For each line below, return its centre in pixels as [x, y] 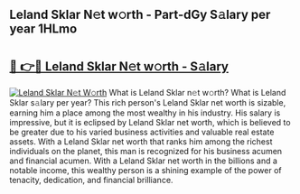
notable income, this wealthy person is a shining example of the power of [145, 170]
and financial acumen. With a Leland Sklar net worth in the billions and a [144, 161]
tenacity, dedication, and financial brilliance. [91, 180]
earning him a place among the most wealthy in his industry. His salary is [145, 113]
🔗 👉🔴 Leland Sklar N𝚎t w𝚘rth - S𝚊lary [119, 66]
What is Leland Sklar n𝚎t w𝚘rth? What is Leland [197, 92]
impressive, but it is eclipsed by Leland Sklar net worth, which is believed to [150, 122]
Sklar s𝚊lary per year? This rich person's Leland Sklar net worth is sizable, [148, 102]
